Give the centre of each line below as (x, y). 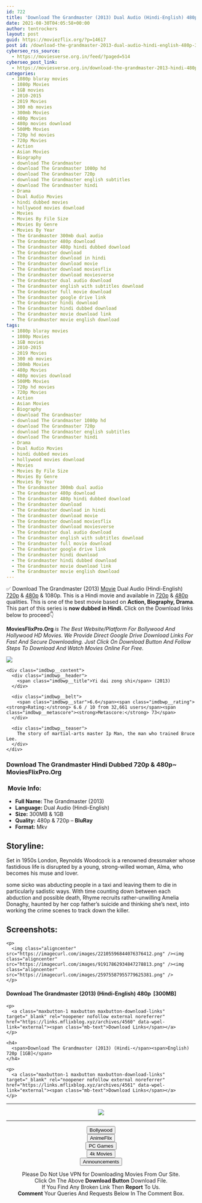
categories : (21, 73)
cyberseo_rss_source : (33, 51)
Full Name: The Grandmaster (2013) (60, 801)
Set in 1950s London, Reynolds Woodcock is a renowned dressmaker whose (101, 860)
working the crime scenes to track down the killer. (68, 910)
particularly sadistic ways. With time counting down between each (89, 891)
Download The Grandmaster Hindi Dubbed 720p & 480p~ (92, 765)
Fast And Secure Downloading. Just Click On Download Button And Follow (99, 642)
